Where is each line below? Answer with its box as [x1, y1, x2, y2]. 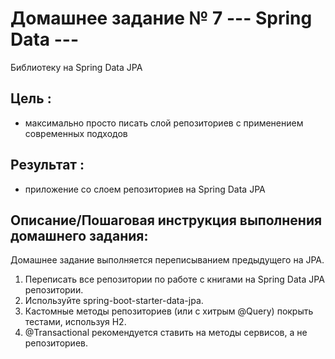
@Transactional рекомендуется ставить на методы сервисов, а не [24, 327, 308, 339]
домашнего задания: [10, 227, 149, 244]
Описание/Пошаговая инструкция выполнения [10, 212, 323, 229]
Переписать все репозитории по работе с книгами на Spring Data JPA [24, 273, 325, 286]
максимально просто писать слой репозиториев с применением [24, 117, 304, 129]
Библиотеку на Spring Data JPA [10, 61, 143, 73]
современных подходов [24, 127, 128, 139]
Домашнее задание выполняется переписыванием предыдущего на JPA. [10, 254, 325, 266]
